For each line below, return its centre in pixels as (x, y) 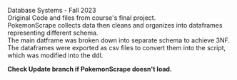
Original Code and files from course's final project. (82, 18)
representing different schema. (53, 33)
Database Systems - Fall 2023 (52, 10)
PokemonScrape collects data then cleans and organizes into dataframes (115, 25)
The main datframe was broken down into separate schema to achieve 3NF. (119, 40)
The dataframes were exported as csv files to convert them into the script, (117, 48)
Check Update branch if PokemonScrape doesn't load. (90, 69)
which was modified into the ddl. (55, 55)
